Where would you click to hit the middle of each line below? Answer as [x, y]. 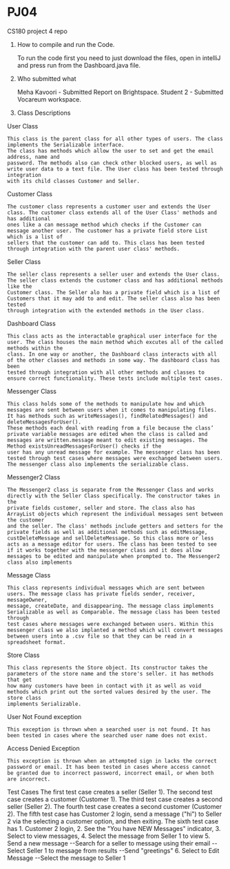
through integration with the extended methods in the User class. [106, 311]
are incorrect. [29, 779]
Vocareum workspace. [49, 99]
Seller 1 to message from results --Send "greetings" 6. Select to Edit [123, 850]
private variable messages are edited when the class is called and [107, 434]
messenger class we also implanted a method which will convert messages [115, 630]
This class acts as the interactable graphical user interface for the [112, 336]
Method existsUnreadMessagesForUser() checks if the [84, 446]
